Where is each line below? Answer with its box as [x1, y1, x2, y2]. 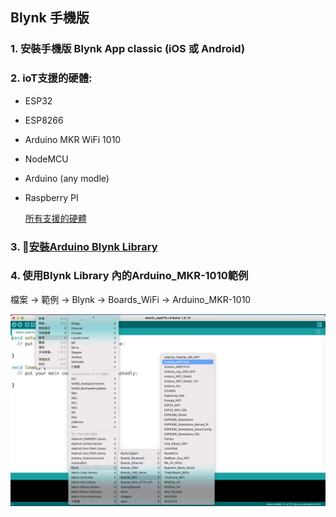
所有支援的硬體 [24, 212, 87, 224]
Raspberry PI [24, 191, 79, 203]
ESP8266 [24, 114, 64, 126]
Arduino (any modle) [24, 172, 110, 184]
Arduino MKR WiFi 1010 [24, 133, 122, 145]
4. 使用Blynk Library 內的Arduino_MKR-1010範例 [10, 269, 249, 283]
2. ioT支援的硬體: [10, 71, 93, 85]
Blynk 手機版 [10, 9, 90, 27]
